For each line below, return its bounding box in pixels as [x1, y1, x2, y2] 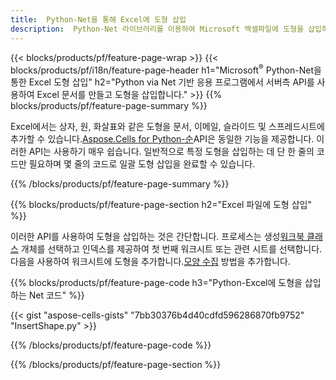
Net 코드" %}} [28, 289, 85, 301]
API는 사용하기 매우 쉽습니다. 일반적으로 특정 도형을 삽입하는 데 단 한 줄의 [28, 146, 315, 158]
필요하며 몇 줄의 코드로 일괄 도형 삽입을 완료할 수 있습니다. [28, 158, 256, 170]
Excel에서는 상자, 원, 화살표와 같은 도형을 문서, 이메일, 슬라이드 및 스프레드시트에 [10, 121, 325, 133]
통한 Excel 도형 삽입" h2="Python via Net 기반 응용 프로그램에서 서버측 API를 [10, 76, 315, 88]
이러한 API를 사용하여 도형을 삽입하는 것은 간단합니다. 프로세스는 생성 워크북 [10, 231, 305, 243]
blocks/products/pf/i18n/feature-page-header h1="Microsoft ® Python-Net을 [10, 62, 322, 76]
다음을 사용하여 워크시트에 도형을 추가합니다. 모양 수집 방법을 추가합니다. [10, 256, 291, 268]
